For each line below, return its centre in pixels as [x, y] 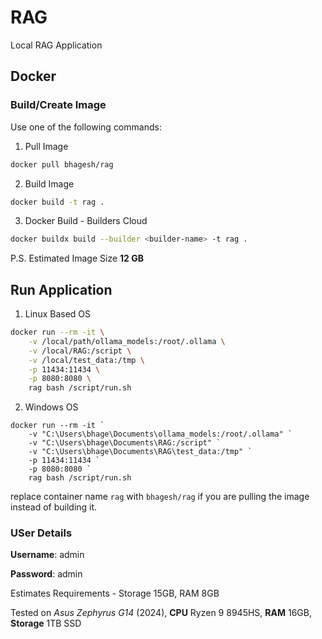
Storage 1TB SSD [46, 623]
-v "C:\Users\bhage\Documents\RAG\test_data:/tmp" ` [140, 452]
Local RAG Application [56, 45]
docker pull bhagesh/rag [62, 164]
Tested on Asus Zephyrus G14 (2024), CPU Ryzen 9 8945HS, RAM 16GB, [161, 613]
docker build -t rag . [57, 202]
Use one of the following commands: [86, 127]
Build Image [49, 183]
